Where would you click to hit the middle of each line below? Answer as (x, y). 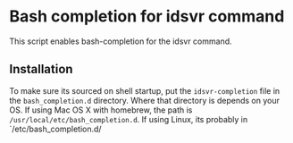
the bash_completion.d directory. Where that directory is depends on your (144, 100)
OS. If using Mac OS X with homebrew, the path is (101, 110)
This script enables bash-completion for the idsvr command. (121, 41)
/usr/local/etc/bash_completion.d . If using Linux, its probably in (129, 119)
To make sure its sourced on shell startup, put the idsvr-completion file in (145, 90)
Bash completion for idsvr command (147, 17)
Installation (41, 69)
